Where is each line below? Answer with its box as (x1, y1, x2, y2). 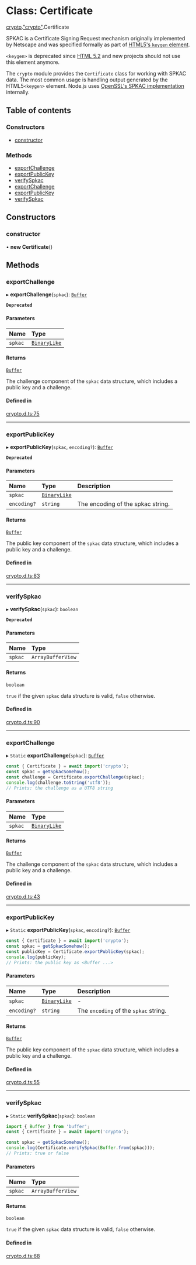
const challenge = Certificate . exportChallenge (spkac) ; (6, 774, 145, 780)
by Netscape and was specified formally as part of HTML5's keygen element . (6, 41, 190, 48)
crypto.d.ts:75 (6, 410, 40, 417)
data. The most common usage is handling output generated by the (6, 76, 168, 83)
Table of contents (6, 105, 71, 115)
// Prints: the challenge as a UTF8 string (6, 785, 114, 791)
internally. (6, 88, 30, 95)
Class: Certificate (6, 4, 93, 18)
